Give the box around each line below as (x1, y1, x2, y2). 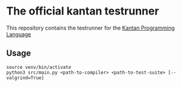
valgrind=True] (6, 74, 45, 81)
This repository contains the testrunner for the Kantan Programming (6, 24, 175, 31)
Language (6, 30, 31, 37)
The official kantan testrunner (6, 4, 160, 18)
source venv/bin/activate (6, 64, 71, 70)
